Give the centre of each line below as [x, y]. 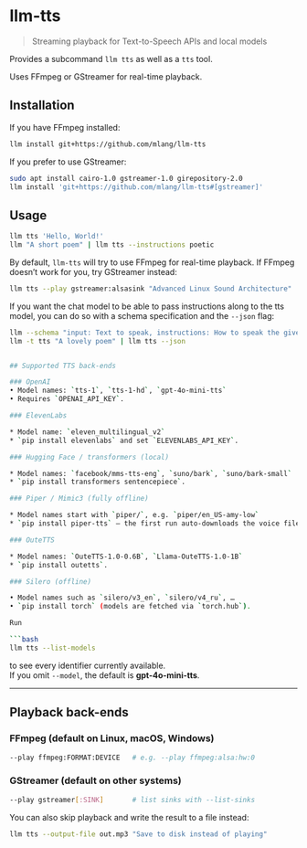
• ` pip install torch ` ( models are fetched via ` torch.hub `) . [130, 607]
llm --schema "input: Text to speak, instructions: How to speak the [145, 333]
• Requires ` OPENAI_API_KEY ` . [67, 399]
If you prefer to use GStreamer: [68, 162]
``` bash [24, 640]
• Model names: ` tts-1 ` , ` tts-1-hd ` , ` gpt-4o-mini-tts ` [118, 391]
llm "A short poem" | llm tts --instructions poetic [112, 245]
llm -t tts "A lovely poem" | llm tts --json [97, 341]
